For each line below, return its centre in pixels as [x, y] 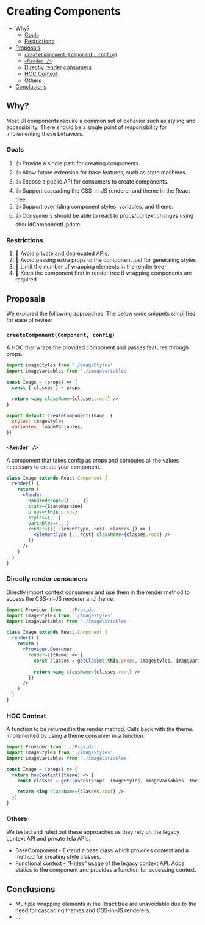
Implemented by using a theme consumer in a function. [76, 736]
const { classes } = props [46, 388]
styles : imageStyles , [39, 421]
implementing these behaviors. [45, 133]
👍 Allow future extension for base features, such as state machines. [101, 173]
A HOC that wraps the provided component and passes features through [98, 347]
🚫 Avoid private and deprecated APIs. [62, 254]
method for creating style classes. [58, 857]
